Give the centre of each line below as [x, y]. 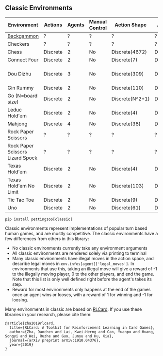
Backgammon [23, 36]
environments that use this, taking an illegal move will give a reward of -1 [85, 269]
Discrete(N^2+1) [130, 98]
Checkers [18, 44]
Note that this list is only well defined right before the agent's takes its [82, 279]
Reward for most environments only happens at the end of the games [81, 289]
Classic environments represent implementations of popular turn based [76, 228]
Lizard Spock [23, 158]
